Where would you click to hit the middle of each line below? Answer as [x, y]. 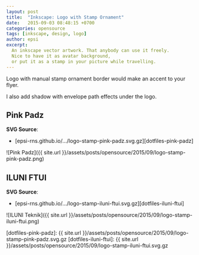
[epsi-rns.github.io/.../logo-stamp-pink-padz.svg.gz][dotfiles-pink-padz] [104, 141]
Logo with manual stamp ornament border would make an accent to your [96, 79]
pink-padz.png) [25, 159]
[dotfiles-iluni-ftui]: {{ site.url [103, 240]
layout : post [22, 12]
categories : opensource [36, 28]
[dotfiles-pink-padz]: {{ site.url [44, 233]
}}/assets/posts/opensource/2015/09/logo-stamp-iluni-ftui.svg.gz [87, 245]
